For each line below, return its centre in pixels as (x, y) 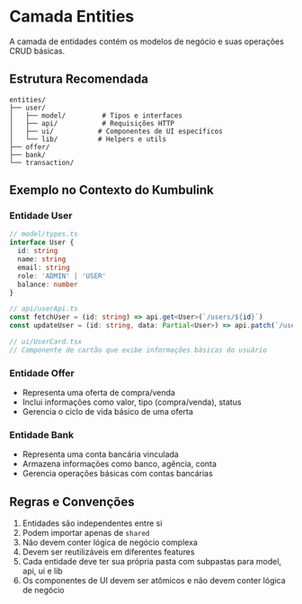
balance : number (48, 284)
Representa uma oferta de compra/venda (98, 393)
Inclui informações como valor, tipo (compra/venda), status (132, 402)
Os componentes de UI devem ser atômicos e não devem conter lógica (154, 581)
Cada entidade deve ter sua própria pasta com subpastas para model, (151, 562)
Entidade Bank (42, 435)
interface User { (42, 243)
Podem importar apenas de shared (86, 533)
